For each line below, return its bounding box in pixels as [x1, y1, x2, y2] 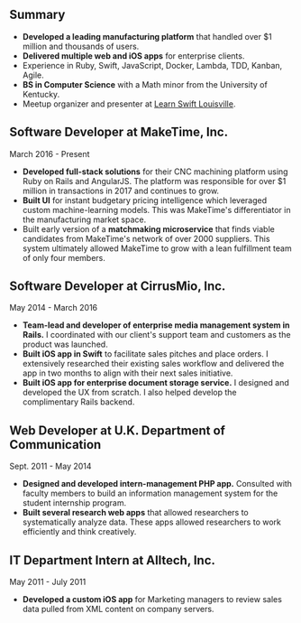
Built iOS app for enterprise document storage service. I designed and [22, 377, 290, 388]
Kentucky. [22, 88, 60, 99]
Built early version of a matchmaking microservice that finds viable [22, 223, 275, 234]
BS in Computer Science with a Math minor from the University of [22, 79, 268, 89]
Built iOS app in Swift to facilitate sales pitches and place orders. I [22, 349, 269, 359]
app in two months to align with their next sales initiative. [22, 367, 233, 378]
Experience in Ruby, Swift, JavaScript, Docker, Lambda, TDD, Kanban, [22, 60, 283, 70]
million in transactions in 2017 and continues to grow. [22, 185, 219, 196]
